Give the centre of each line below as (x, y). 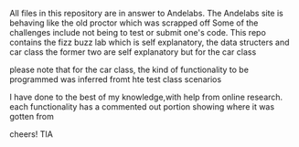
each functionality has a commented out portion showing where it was (142, 107)
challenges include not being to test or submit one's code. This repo (138, 32)
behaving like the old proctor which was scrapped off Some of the (134, 23)
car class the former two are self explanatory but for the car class (133, 52)
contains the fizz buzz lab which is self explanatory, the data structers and (149, 42)
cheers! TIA (31, 134)
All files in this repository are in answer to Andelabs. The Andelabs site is (146, 13)
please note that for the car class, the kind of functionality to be (129, 69)
